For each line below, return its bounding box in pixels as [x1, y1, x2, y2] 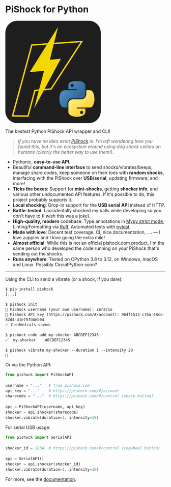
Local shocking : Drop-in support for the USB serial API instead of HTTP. [12, 202, 165, 208]
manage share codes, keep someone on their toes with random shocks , [12, 169, 164, 176]
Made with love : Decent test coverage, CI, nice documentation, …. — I [12, 229, 160, 235]
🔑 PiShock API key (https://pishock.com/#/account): [5, 312, 120, 317]
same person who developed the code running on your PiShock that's [12, 245, 159, 251]
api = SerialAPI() [5, 456, 44, 462]
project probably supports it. [12, 196, 73, 203]
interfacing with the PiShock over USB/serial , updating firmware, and [12, 175, 158, 181]
